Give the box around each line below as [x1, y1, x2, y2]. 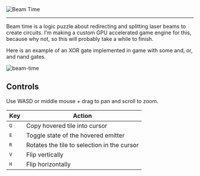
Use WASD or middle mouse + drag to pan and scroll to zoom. [6, 97, 159, 104]
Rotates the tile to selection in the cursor [26, 140, 139, 149]
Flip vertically [26, 151, 64, 159]
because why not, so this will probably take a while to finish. [6, 36, 154, 42]
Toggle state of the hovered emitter [26, 131, 125, 139]
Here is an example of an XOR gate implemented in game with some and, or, [6, 47, 193, 54]
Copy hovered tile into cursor [26, 121, 108, 130]
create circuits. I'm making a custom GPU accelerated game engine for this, [6, 29, 192, 36]
